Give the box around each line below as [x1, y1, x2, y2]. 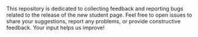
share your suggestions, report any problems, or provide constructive [6, 18, 181, 24]
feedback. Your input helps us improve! [6, 24, 105, 31]
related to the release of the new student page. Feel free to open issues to [6, 11, 193, 18]
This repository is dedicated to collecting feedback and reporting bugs [6, 5, 184, 12]
